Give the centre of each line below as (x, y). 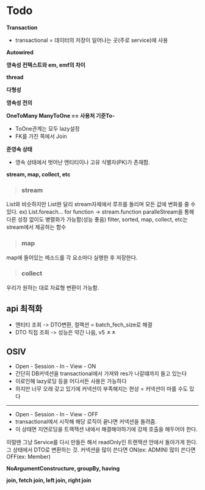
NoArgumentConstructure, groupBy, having (63, 469)
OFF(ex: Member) (28, 457)
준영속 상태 (19, 149)
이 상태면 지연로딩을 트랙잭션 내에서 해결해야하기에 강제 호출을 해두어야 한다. (106, 429)
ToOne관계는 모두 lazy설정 (48, 128)
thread (15, 77)
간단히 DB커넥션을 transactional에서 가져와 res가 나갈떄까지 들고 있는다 (101, 373)
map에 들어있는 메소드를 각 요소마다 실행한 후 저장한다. (72, 258)
